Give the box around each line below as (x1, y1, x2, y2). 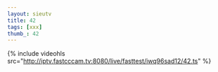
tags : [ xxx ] (7, 23, 42, 30)
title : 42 (7, 17, 37, 24)
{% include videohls (7, 49, 65, 58)
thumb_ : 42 (7, 30, 39, 37)
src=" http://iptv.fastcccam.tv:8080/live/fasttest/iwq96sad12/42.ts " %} (7, 57, 212, 66)
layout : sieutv (7, 10, 52, 18)
